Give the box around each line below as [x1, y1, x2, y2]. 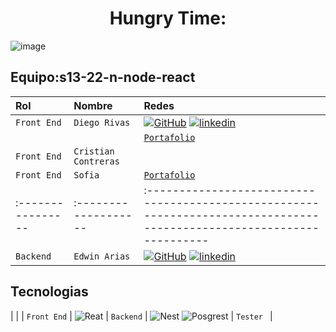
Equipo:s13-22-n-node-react [10, 69, 196, 86]
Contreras [73, 155, 120, 167]
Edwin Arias [73, 250, 131, 262]
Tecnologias [10, 283, 89, 301]
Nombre [73, 98, 113, 112]
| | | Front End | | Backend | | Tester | [10, 310, 273, 322]
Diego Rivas [73, 117, 131, 128]
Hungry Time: [109, 7, 227, 30]
